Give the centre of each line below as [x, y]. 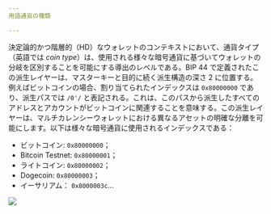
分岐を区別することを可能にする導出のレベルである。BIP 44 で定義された [130, 67]
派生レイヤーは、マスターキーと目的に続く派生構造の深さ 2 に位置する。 [136, 77]
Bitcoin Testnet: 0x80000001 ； [69, 155]
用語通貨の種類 [30, 16]
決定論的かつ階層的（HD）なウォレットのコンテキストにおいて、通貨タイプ [133, 47]
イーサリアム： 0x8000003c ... [67, 185]
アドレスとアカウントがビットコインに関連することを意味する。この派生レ [132, 107]
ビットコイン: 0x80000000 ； [65, 145]
